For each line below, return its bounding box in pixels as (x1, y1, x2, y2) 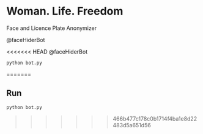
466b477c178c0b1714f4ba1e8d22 (113, 115, 197, 122)
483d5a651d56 (113, 121, 151, 129)
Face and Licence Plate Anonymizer (6, 24, 97, 32)
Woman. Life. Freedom (6, 4, 124, 18)
